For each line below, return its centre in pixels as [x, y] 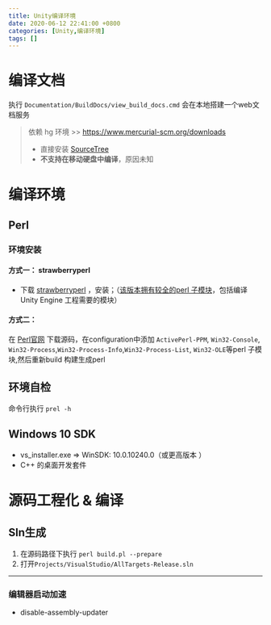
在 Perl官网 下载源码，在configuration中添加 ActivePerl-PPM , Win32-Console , [134, 339]
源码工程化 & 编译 [66, 500]
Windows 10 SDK [52, 434]
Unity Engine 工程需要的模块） [71, 300]
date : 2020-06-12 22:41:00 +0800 [65, 23]
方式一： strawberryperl [50, 271]
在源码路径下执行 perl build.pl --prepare [91, 553]
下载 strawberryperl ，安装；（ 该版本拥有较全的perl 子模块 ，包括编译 [133, 289]
